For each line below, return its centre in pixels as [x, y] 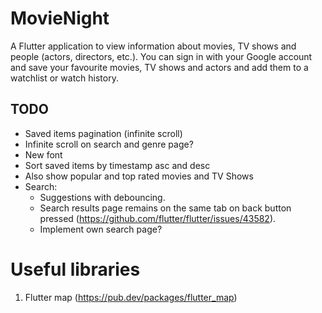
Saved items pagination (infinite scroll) [103, 133]
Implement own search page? [101, 229]
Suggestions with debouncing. [102, 197]
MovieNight [60, 18]
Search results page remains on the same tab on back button [165, 208]
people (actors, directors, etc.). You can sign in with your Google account [161, 56]
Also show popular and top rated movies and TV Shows [139, 176]
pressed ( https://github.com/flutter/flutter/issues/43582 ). [158, 218]
